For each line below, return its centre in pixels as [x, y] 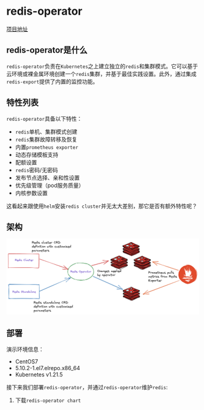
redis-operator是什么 [47, 50]
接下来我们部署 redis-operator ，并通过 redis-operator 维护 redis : [87, 387]
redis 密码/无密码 [36, 170]
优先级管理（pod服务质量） [49, 185]
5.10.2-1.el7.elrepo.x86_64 [48, 368]
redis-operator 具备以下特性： [44, 118]
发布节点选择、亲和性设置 [47, 177]
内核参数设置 [31, 193]
